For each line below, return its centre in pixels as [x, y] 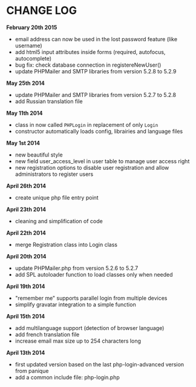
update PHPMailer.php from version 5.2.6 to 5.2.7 [77, 268]
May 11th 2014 [24, 113]
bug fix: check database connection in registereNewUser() [88, 65]
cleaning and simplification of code [59, 221]
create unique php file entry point [57, 197]
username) [28, 45]
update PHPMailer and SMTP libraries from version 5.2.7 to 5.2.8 [96, 95]
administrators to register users [54, 174]
